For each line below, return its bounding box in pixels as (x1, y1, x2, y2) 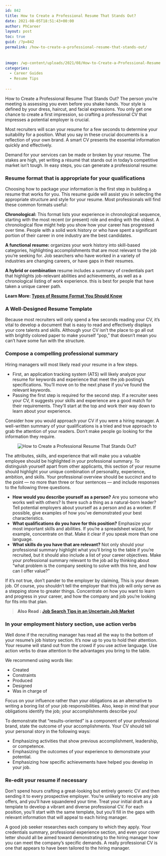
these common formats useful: (5, 202, 68, 208)
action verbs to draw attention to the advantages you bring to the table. (5, 648, 151, 654)
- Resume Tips (9, 76, 39, 81)
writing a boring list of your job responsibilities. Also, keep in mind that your (5, 703, 160, 709)
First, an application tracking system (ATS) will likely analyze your (12, 371, 146, 377)
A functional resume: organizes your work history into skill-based (5, 242, 140, 248)
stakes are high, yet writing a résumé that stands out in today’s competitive (5, 157, 158, 163)
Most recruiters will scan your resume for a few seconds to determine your (5, 126, 158, 132)
